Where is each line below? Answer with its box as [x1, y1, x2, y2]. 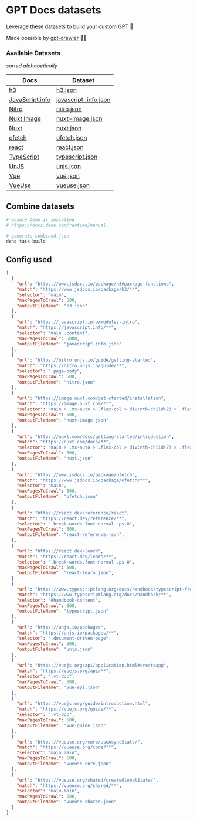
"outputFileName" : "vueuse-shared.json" [16, 799, 117, 805]
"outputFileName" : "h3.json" [16, 303, 88, 308]
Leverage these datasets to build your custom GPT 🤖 [6, 23, 134, 30]
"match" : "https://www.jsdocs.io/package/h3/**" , [16, 286, 141, 292]
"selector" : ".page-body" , [16, 368, 83, 374]
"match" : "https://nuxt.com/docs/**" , [16, 439, 111, 445]
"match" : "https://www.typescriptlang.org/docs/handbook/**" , [16, 592, 172, 598]
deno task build [6, 238, 46, 244]
